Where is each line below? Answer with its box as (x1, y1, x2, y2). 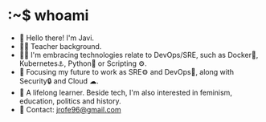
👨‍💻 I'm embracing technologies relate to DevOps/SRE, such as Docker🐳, (18, 50, 259, 59)
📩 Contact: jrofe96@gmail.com (18, 104, 121, 114)
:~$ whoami (7, 6, 89, 25)
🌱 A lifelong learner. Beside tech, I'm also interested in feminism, (18, 87, 232, 97)
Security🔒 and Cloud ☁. (18, 75, 99, 86)
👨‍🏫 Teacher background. (18, 41, 102, 51)
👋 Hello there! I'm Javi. (18, 33, 94, 43)
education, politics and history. (18, 96, 121, 106)
